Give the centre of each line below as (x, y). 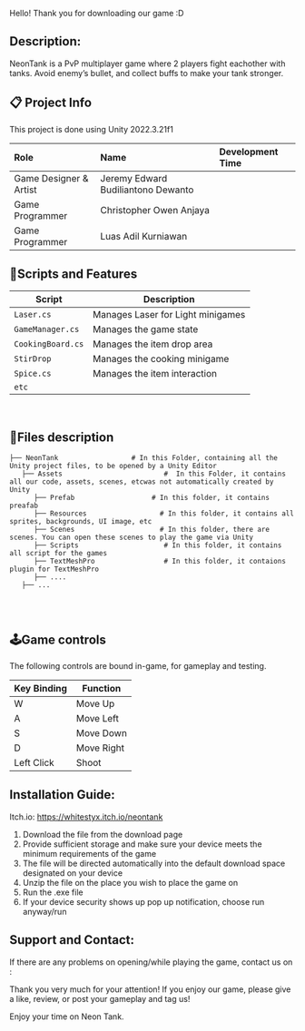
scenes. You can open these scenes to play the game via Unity (132, 538)
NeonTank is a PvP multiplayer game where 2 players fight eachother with (148, 64)
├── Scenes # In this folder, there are (152, 530)
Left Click (34, 763)
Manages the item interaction (155, 374)
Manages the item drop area (152, 344)
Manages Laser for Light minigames (169, 315)
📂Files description (62, 437)
